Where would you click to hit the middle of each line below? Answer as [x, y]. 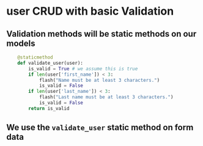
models [21, 43]
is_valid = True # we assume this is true [83, 68]
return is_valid [49, 108]
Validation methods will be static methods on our [102, 34]
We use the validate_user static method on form [100, 127]
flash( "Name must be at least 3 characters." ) [99, 80]
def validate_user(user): [50, 63]
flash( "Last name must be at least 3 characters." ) [106, 97]
